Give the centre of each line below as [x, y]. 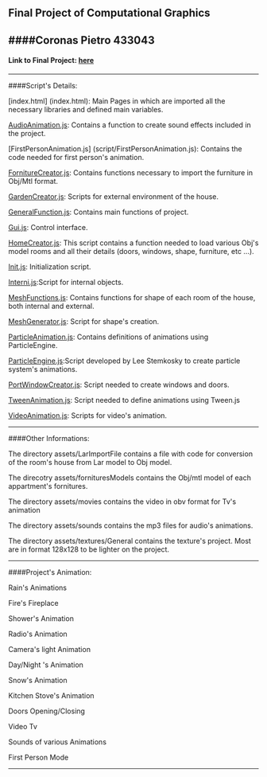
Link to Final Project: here [51, 61]
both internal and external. [52, 306]
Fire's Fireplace [34, 603]
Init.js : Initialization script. [50, 267]
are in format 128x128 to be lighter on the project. [89, 549]
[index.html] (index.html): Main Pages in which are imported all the [117, 101]
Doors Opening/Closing [47, 711]
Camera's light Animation [50, 649]
